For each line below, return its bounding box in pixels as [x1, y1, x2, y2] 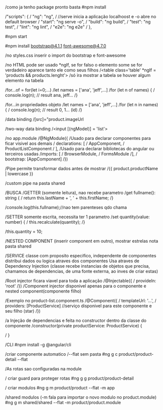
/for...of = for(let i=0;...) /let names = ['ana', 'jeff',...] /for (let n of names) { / [5, 87, 155, 92]
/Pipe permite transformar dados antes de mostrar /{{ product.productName [5, 166, 158, 171]
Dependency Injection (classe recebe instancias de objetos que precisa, [5, 263, 150, 269]
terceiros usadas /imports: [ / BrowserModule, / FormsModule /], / [5, 151, 138, 157]
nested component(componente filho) [5, 288, 81, 294]
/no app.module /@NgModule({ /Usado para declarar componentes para [5, 136, 151, 141]
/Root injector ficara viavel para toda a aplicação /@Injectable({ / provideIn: [5, 278, 156, 283]
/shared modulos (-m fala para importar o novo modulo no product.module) [5, 394, 157, 400]
